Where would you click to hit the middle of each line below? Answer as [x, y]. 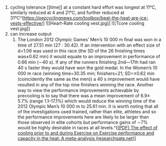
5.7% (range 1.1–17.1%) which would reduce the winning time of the [87, 101]
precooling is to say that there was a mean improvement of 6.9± [84, 96]
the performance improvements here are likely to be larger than [83, 117]
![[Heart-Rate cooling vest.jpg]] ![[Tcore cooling [95, 23]
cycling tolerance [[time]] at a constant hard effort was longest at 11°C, [83, 7]
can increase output [31, 34]
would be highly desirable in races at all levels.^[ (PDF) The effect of [87, 128]
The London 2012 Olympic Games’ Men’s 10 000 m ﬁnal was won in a [89, 39]
